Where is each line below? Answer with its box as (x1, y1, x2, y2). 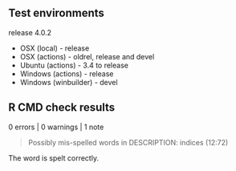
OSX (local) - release (19, 43, 90, 53)
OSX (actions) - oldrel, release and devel (19, 51, 155, 61)
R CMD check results (8, 100, 116, 115)
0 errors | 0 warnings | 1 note (8, 122, 104, 132)
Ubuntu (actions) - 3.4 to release (19, 60, 128, 70)
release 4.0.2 (8, 27, 52, 37)
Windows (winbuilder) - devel (19, 77, 118, 87)
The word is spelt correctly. (8, 153, 99, 163)
